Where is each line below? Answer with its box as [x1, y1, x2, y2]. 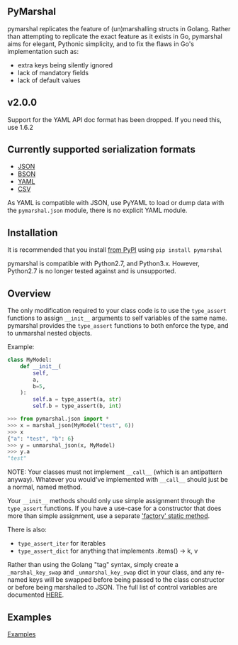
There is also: [7, 525, 47, 534]
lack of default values [17, 76, 81, 84]
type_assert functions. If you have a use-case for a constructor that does [7, 504, 222, 513]
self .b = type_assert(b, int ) [33, 402, 122, 410]
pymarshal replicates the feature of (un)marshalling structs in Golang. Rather [7, 24, 231, 33]
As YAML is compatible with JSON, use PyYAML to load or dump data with [7, 199, 225, 207]
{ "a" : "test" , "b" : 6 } [7, 435, 74, 442]
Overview [7, 287, 52, 299]
